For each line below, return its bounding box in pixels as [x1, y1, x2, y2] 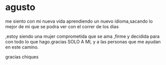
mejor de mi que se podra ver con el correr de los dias [5, 23, 119, 29]
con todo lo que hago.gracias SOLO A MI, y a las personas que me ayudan [5, 38, 161, 44]
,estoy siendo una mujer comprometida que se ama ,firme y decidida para [5, 33, 160, 39]
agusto [5, 2, 36, 13]
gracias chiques [5, 53, 39, 59]
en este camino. [5, 44, 39, 50]
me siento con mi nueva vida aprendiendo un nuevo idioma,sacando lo [5, 18, 153, 24]
